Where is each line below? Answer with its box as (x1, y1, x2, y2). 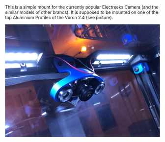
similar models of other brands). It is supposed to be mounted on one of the (5, 9, 159, 15)
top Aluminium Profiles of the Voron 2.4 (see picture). (5, 15, 113, 20)
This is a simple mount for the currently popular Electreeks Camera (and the (5, 4, 159, 10)
